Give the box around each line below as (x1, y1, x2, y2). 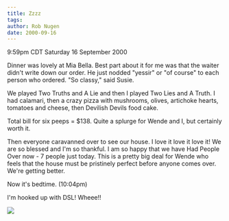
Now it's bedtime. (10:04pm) (7, 180, 88, 189)
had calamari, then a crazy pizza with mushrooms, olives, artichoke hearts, (7, 97, 219, 105)
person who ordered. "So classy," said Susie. (7, 76, 134, 84)
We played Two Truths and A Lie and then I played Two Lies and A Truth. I (7, 89, 215, 97)
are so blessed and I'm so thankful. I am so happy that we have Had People (7, 145, 220, 153)
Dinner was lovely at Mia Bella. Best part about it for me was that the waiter (7, 61, 219, 69)
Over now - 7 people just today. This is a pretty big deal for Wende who (7, 152, 209, 161)
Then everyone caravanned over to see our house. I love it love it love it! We (7, 138, 221, 146)
